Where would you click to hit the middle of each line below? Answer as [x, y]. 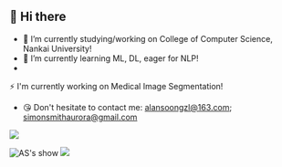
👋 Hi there [38, 17]
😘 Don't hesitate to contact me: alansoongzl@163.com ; [127, 107]
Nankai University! [57, 48]
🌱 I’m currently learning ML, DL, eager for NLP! [110, 58]
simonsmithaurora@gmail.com [80, 117]
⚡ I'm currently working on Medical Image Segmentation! [116, 86]
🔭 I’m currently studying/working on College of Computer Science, [148, 38]
